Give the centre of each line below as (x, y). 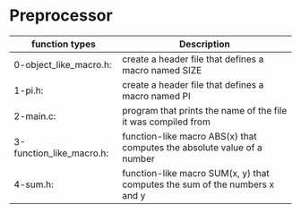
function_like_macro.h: (61, 153)
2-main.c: (35, 115)
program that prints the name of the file (205, 110)
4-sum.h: (34, 184)
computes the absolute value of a (192, 147)
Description (204, 44)
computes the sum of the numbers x (198, 184)
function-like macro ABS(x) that (189, 136)
